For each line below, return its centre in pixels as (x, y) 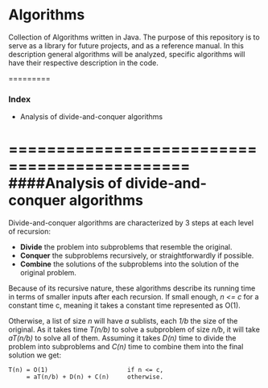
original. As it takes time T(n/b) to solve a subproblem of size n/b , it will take (134, 330)
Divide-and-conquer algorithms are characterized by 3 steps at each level (131, 223)
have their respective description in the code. (84, 63)
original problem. (48, 273)
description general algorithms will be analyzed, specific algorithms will (127, 54)
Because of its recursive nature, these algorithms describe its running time (132, 288)
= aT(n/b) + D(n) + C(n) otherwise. (95, 377)
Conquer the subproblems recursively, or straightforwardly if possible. (137, 256)
